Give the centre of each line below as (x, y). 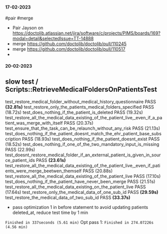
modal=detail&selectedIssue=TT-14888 (53, 39)
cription (13, 139)
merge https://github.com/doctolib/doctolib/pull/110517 (69, 49)
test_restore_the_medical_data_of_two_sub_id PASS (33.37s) (68, 197)
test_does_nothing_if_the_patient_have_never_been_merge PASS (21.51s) (80, 181)
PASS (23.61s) (51, 160)
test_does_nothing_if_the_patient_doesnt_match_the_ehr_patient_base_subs (83, 133)
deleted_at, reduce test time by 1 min (50, 212)
